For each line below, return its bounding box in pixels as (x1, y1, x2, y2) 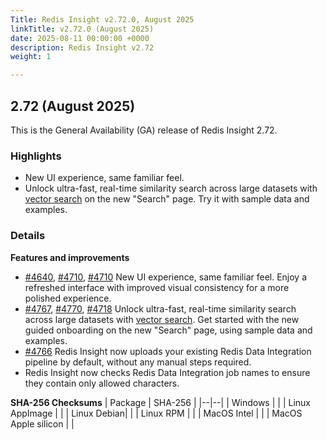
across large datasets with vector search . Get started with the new (24, 313, 300, 325)
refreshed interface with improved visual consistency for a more (24, 281, 290, 293)
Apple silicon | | (10, 417, 75, 430)
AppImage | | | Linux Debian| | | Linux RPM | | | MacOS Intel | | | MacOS (10, 407, 303, 419)
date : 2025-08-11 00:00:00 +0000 (10, 33, 150, 43)
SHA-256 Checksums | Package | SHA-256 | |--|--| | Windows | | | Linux (10, 396, 311, 408)
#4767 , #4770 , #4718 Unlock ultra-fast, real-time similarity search (24, 302, 297, 315)
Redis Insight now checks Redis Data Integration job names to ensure (24, 366, 311, 378)
